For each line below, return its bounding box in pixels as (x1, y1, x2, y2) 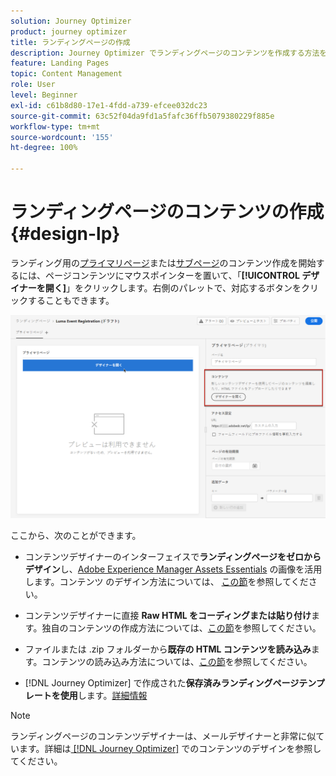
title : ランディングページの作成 (10, 37, 131, 47)
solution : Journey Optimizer (10, 16, 132, 26)
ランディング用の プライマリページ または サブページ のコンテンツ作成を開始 (10, 256, 317, 269)
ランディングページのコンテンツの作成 (10, 201, 325, 224)
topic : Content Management (10, 69, 123, 79)
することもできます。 (27, 294, 115, 306)
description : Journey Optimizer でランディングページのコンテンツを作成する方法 (10, 48, 320, 58)
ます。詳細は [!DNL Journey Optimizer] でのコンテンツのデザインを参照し (18, 742, 322, 754)
